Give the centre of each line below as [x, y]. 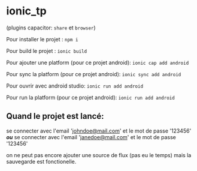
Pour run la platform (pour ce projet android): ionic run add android [90, 97]
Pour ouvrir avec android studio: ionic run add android [75, 86]
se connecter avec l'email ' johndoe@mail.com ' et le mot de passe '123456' [99, 131]
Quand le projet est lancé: [55, 116]
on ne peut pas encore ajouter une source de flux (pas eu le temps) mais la [99, 155]
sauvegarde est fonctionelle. [41, 161]
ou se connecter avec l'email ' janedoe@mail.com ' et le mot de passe [91, 137]
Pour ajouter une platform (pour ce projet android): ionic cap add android [98, 62]
